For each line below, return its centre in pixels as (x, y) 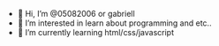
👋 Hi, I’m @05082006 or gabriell (76, 14)
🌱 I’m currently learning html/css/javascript (96, 32)
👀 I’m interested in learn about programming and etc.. (114, 23)
